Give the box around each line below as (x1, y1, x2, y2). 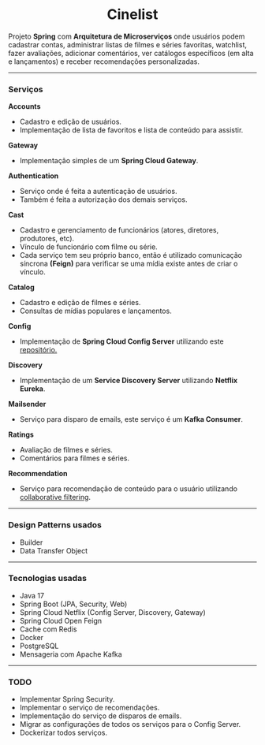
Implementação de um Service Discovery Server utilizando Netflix (19, 376, 238, 386)
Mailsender (8, 400, 47, 409)
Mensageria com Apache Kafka (19, 649, 122, 659)
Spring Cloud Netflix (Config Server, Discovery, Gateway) (19, 607, 207, 616)
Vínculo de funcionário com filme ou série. (19, 242, 158, 251)
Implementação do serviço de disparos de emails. (19, 711, 182, 721)
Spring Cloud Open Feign (19, 616, 103, 625)
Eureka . (19, 384, 46, 393)
